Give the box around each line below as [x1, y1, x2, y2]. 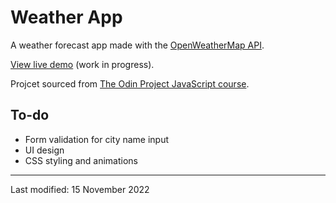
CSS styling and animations [24, 154, 138, 166]
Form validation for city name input [24, 133, 170, 145]
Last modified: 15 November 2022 [10, 183, 150, 195]
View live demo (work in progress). [10, 58, 155, 70]
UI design [24, 144, 65, 156]
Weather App [10, 6, 123, 29]
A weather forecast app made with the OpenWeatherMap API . [10, 39, 265, 51]
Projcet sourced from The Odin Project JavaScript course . [10, 77, 250, 90]
